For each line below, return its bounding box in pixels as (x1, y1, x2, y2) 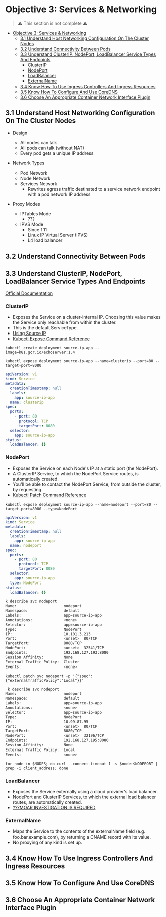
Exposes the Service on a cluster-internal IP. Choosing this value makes (12, 314, 161, 320)
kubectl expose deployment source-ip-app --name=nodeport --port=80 (5, 502, 151, 507)
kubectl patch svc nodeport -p (5, 673, 71, 679)
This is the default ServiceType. (12, 325, 78, 331)
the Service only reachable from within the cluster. (12, 319, 117, 325)
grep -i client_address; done (5, 766, 69, 771)
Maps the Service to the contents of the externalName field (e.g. (12, 828, 146, 835)
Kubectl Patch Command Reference (12, 492, 87, 498)
